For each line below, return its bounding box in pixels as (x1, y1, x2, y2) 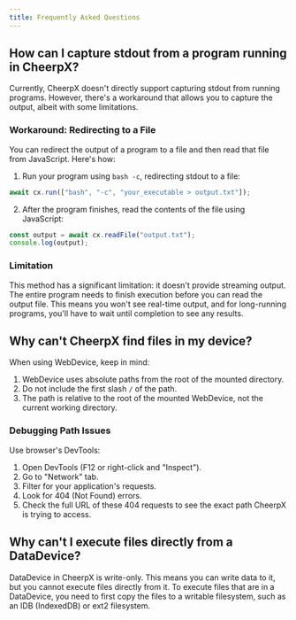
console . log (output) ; (9, 238, 89, 248)
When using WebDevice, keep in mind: (9, 357, 150, 368)
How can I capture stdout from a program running (9, 46, 287, 61)
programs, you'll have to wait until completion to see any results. (9, 307, 244, 319)
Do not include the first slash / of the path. (21, 384, 178, 394)
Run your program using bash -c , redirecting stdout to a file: (21, 170, 241, 182)
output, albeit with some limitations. (9, 102, 139, 112)
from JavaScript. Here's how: (9, 153, 117, 164)
